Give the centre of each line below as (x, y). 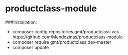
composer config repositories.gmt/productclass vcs (65, 31)
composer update (31, 47)
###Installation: (21, 22)
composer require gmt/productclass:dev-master (62, 42)
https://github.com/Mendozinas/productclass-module (67, 37)
